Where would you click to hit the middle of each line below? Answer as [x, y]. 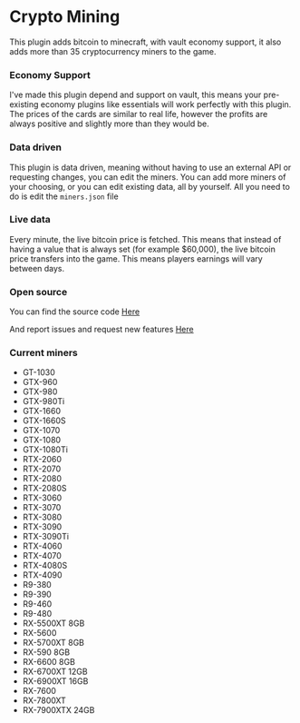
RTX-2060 [42, 460]
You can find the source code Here [75, 312]
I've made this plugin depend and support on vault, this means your [135, 95]
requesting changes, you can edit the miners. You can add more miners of [148, 177]
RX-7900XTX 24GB [58, 710]
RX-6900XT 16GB [55, 681]
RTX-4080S [45, 566]
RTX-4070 [42, 556]
